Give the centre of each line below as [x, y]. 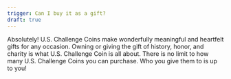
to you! [17, 68]
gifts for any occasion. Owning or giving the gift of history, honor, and [106, 46]
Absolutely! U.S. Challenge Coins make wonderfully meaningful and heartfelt [115, 39]
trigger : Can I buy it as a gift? [57, 13]
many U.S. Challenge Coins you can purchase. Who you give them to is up [112, 61]
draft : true [24, 20]
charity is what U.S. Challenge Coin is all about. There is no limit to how [108, 53]
